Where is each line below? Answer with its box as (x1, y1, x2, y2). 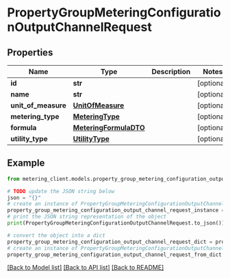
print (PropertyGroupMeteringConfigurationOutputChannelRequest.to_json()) (7, 220, 225, 227)
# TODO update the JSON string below (7, 188, 115, 194)
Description (151, 67, 191, 76)
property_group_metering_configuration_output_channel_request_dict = (7, 238, 213, 245)
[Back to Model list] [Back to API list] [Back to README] (7, 264, 164, 272)
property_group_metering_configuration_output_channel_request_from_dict (7, 251, 222, 258)
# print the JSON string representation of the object (7, 214, 167, 220)
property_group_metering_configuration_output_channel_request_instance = (7, 207, 225, 214)
